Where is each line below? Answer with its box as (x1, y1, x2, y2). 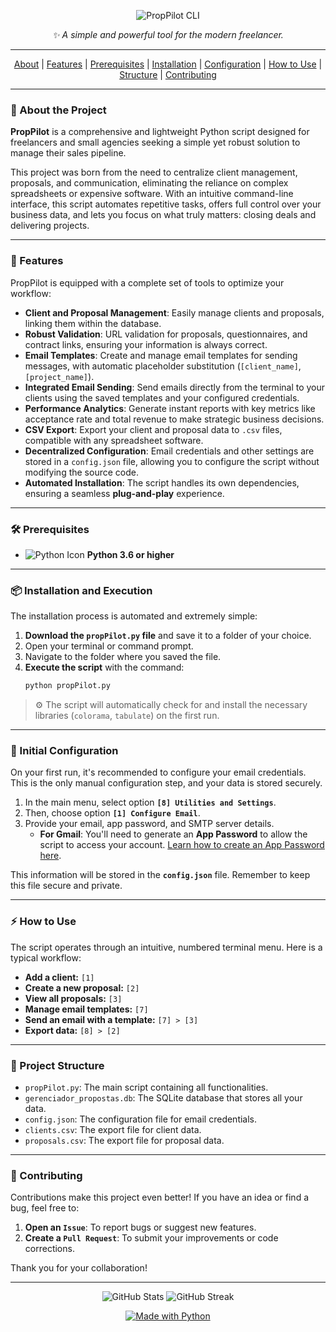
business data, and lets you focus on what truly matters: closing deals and (10, 209, 317, 221)
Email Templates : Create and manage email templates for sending (24, 349, 298, 361)
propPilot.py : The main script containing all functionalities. (24, 1081, 269, 1093)
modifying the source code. (24, 466, 139, 478)
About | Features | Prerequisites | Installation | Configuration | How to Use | (13, 58, 323, 70)
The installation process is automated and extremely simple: (10, 610, 258, 622)
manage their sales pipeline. (10, 147, 127, 159)
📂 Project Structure (10, 1058, 105, 1072)
